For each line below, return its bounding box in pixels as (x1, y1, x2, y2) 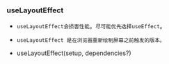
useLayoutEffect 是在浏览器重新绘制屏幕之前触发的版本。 (16, 37, 166, 44)
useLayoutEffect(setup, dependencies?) (16, 49, 131, 57)
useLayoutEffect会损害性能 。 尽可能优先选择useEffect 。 (16, 22, 166, 30)
